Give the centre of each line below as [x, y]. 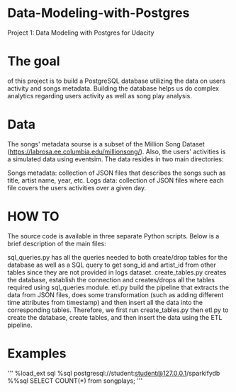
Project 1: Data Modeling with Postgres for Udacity [81, 33]
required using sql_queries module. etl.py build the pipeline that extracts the [118, 287]
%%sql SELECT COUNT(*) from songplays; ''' [75, 381]
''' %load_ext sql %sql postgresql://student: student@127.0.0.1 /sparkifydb [114, 373]
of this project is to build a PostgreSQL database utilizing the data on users [116, 81]
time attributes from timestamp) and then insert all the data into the [105, 302]
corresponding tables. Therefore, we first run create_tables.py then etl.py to [118, 310]
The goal [34, 61]
